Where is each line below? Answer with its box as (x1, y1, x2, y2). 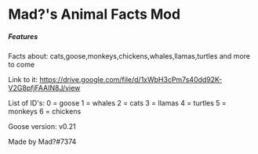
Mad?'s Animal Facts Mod (8, 5, 181, 23)
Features (8, 31, 38, 41)
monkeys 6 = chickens (8, 107, 82, 116)
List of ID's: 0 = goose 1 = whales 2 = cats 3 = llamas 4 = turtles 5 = (8, 98, 227, 108)
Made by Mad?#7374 (8, 137, 77, 146)
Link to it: (8, 75, 38, 84)
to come (8, 60, 35, 70)
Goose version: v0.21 (8, 122, 76, 131)
